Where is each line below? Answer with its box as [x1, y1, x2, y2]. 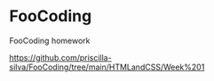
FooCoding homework [9, 35, 91, 46]
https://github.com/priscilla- [9, 52, 113, 63]
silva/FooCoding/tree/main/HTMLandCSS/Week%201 [9, 62, 205, 72]
